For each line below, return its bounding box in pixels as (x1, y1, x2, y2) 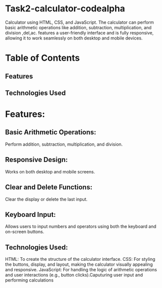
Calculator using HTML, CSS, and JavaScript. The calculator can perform (5, 19, 154, 25)
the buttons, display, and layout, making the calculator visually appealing (5, 261, 153, 267)
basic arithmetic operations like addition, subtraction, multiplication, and (5, 24, 152, 30)
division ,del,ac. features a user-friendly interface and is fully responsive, (5, 30, 154, 36)
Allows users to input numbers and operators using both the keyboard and (5, 223, 157, 230)
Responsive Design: (5, 156, 68, 164)
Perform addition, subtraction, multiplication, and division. (5, 141, 123, 147)
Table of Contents (5, 52, 80, 64)
